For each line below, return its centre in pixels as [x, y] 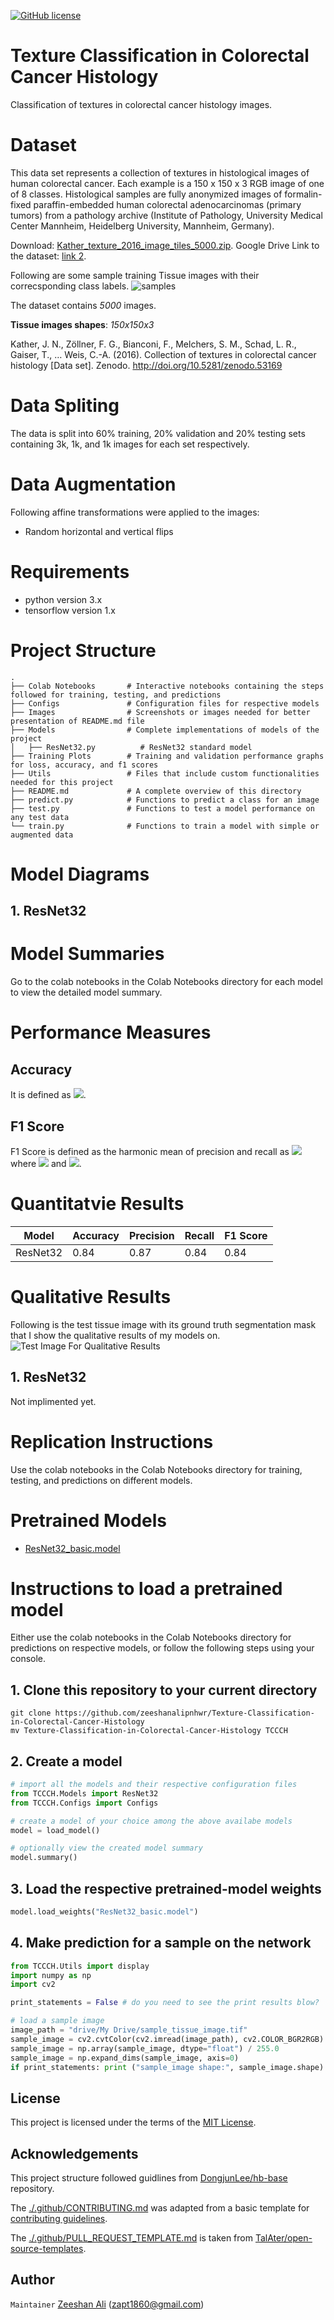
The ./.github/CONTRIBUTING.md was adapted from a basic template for [160, 2208]
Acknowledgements [74, 2153]
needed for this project [62, 782]
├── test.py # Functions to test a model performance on [162, 808]
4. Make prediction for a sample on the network [161, 1943]
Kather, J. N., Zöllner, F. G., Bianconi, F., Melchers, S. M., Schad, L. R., [153, 344]
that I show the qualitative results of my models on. [115, 1335]
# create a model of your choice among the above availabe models [151, 1821]
